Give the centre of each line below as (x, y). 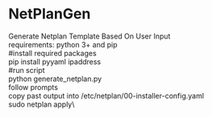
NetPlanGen (50, 14)
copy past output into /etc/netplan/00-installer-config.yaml (106, 95)
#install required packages (52, 53)
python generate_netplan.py (55, 79)
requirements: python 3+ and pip (63, 44)
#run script (27, 70)
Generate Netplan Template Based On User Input (89, 36)
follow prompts (33, 87)
